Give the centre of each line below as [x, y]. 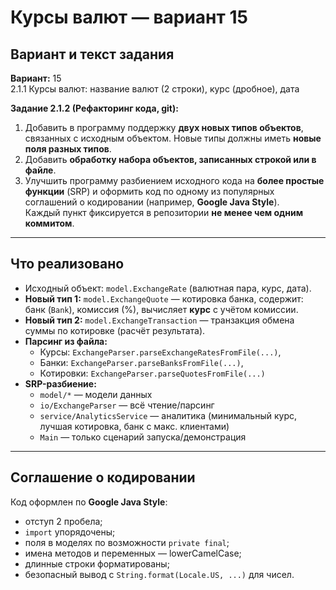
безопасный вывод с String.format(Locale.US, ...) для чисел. [159, 574]
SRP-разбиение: [60, 383]
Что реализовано [67, 264]
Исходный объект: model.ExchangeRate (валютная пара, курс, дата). [168, 288]
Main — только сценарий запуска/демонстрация [143, 437]
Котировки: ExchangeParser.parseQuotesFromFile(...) [152, 373]
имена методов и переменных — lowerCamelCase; [133, 553]
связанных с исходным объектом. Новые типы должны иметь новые [173, 138]
